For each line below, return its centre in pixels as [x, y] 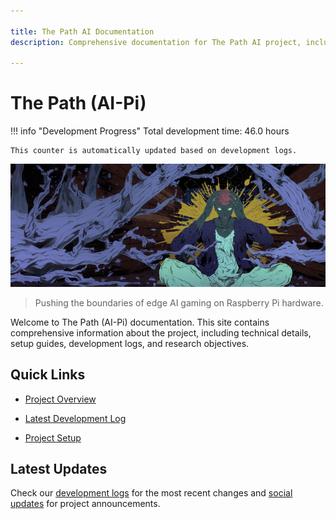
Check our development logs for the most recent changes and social [151, 493]
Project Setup [53, 437]
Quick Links [48, 375]
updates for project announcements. [85, 504]
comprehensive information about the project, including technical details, [161, 332]
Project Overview [60, 399]
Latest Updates [59, 468]
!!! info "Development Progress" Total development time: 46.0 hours [150, 131]
